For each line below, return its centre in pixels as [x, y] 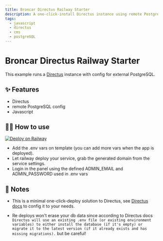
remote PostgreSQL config [39, 106]
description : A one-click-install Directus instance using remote [73, 14]
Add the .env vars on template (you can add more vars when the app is [83, 148]
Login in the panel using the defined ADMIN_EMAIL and [67, 169]
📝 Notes [17, 189]
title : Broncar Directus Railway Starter [48, 9]
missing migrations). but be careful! [49, 234]
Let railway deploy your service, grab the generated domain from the [81, 158]
